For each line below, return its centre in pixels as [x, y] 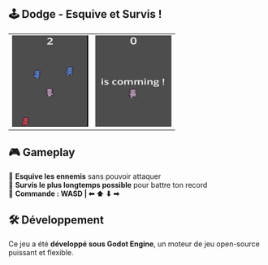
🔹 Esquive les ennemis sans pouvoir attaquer [85, 176]
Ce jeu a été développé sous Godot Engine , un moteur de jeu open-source [134, 244]
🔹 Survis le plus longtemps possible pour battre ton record [108, 185]
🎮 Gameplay [42, 152]
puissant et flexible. [41, 252]
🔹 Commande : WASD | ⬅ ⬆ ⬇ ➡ [64, 193]
